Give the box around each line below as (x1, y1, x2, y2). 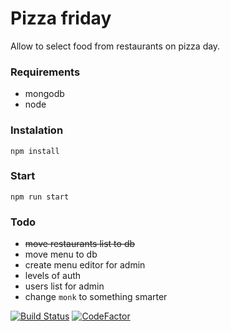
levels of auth (24, 270, 82, 282)
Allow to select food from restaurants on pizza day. (10, 40, 221, 52)
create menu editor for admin (24, 259, 146, 271)
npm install (10, 146, 60, 156)
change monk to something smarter (24, 291, 168, 303)
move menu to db (24, 248, 98, 261)
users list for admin (24, 280, 105, 292)
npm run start (10, 192, 70, 202)
